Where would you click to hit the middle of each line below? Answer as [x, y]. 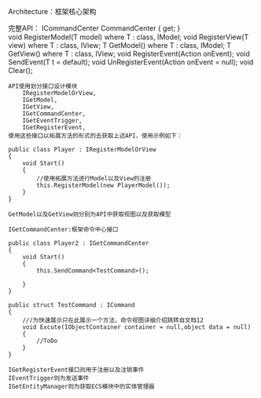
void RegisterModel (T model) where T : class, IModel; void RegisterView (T [129, 37]
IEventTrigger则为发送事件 [49, 378]
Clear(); [20, 70]
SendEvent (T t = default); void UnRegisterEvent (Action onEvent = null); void [131, 62]
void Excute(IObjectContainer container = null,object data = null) [137, 327]
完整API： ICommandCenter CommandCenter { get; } [94, 28]
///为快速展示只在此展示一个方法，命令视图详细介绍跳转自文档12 [113, 320]
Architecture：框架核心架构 [52, 11]
